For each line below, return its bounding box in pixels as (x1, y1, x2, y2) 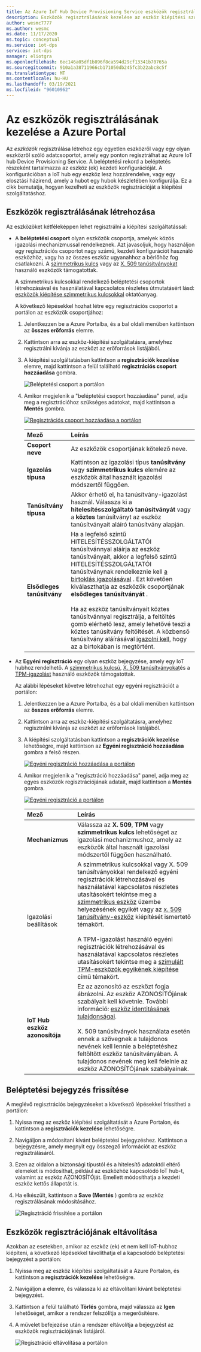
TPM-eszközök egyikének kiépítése (77, 965, 179, 973)
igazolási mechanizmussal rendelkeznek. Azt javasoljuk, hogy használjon (14, 241, 195, 248)
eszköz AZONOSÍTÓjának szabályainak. (77, 1064, 190, 1073)
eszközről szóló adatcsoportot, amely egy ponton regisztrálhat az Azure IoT (6, 151, 193, 159)
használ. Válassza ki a (71, 498, 133, 506)
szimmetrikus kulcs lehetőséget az (77, 828, 178, 836)
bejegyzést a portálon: (6, 1256, 62, 1263)
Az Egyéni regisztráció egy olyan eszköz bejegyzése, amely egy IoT (14, 657, 184, 665)
